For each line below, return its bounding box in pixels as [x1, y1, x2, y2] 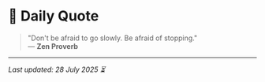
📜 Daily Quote [8, 7, 99, 25]
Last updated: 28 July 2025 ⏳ [8, 65, 106, 74]
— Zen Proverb [27, 41, 79, 50]
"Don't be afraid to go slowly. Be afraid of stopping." [27, 33, 198, 43]
